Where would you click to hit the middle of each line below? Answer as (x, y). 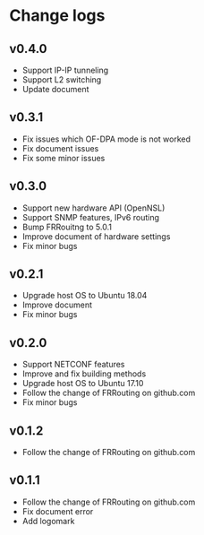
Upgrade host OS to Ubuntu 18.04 (85, 296)
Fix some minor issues (64, 158)
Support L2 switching (62, 80)
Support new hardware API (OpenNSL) (93, 208)
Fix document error (58, 511)
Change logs (57, 16)
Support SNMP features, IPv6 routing (90, 217)
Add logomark (48, 521)
